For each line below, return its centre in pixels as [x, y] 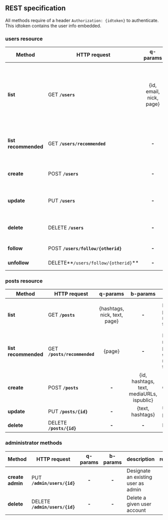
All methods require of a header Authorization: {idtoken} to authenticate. [82, 20]
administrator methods [34, 443]
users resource [24, 39]
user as [135, 483]
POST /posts [63, 387]
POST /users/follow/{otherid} [85, 248]
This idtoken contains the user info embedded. [53, 26]
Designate [139, 470]
